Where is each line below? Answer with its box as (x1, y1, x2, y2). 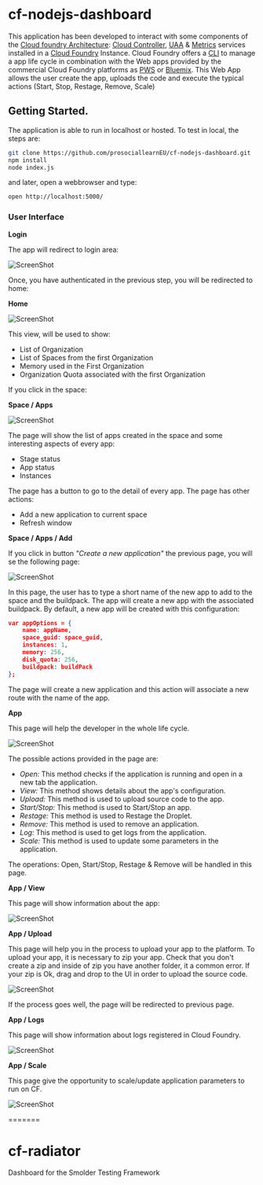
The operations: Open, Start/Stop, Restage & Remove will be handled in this (8, 859, 253, 869)
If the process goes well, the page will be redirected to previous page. (8, 999, 235, 1009)
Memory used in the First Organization (19, 361, 144, 370)
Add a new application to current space (19, 510, 148, 519)
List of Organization (19, 344, 84, 354)
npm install (8, 156, 47, 164)
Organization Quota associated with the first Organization (19, 370, 206, 379)
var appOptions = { (8, 619, 72, 627)
